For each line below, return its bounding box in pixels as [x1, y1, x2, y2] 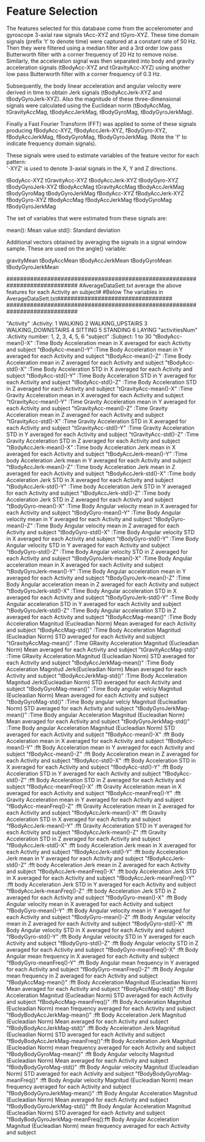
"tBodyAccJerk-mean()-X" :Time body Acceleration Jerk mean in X [6, 443, 176, 451]
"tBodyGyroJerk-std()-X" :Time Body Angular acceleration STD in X [6, 587, 177, 594]
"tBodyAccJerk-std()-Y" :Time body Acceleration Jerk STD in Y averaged [6, 483, 192, 490]
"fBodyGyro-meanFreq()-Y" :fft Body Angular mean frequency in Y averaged [6, 959, 199, 966]
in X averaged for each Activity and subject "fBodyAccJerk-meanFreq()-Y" [6, 874, 195, 882]
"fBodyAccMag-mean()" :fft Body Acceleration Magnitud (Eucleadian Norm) [6, 978, 198, 986]
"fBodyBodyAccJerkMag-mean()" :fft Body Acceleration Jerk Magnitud [6, 1011, 187, 1019]
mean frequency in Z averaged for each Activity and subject [6, 972, 158, 979]
